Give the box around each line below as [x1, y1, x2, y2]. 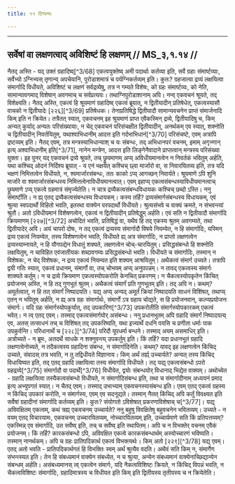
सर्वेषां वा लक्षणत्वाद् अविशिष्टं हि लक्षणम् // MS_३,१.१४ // [7, 49, 198, 61]
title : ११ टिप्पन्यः [7, 10, 52, 17]
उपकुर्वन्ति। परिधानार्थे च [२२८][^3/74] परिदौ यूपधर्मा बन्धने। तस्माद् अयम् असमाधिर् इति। [7, 327, 210, 336]
